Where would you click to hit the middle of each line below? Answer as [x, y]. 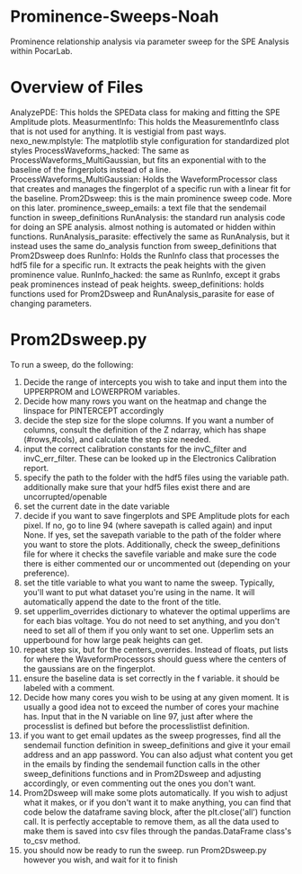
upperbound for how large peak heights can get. [113, 639]
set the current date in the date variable [96, 506]
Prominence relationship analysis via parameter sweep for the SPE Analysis [150, 41]
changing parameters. [51, 303]
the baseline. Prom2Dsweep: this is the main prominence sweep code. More [151, 198]
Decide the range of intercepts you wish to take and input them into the [155, 382]
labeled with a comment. [69, 687]
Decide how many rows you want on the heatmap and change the [145, 401]
